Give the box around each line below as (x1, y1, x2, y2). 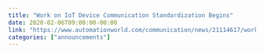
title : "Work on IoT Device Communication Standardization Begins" (8, 11, 234, 19)
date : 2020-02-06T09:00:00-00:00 (8, 19, 118, 26)
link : (8, 26, 26, 34)
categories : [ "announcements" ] (8, 33, 111, 41)
